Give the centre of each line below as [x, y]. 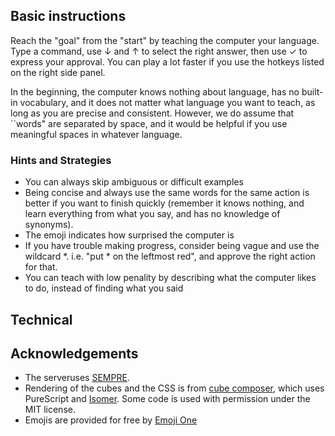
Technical [41, 319]
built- [312, 91]
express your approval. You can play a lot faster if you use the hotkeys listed [167, 61]
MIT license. [50, 410]
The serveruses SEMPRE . [77, 378]
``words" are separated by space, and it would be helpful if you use [149, 123]
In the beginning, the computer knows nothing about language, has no [155, 91]
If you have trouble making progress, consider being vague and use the [172, 246]
